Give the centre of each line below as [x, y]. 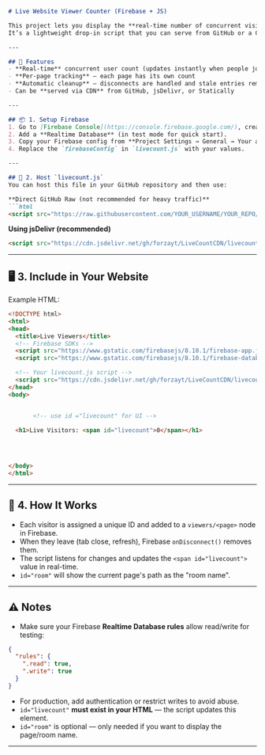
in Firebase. [39, 533]
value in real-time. [49, 567]
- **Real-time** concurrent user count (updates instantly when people [128, 69]
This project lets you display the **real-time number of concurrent [125, 25]
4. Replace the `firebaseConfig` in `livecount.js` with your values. [127, 149]
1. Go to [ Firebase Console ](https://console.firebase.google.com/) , [125, 127]
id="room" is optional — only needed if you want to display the [121, 726]
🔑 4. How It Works [53, 505]
